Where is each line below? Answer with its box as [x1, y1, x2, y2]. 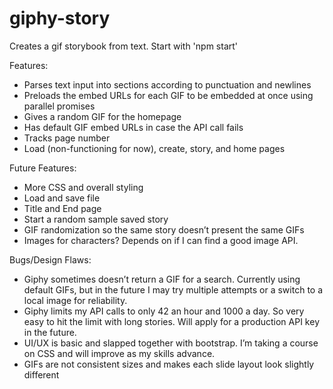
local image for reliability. [23, 294, 128, 306]
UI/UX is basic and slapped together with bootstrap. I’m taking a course [23, 337, 319, 349]
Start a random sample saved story [23, 213, 169, 225]
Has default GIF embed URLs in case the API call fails [23, 121, 244, 133]
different [23, 368, 60, 381]
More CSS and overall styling [23, 181, 144, 193]
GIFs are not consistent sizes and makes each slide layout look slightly [23, 358, 315, 370]
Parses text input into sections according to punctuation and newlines [23, 78, 312, 91]
